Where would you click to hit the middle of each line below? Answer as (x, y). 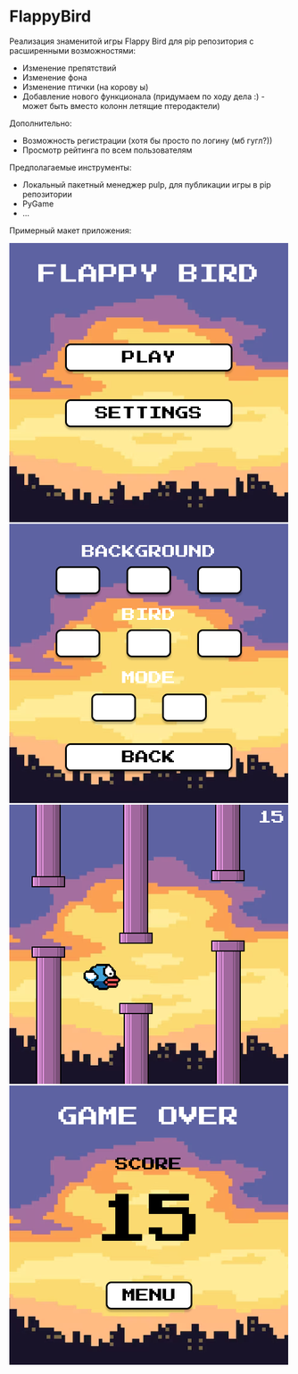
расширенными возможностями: (73, 50)
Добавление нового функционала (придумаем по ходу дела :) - (143, 96)
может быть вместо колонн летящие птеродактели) (121, 105)
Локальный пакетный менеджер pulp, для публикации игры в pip (147, 184)
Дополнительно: (41, 123)
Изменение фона (54, 77)
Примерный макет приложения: (70, 230)
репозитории (47, 194)
